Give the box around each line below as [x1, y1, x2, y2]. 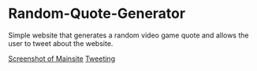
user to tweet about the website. [8, 38, 114, 48]
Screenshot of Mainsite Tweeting [8, 54, 116, 63]
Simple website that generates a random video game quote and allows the [8, 30, 249, 40]
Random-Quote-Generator [8, 5, 186, 23]
